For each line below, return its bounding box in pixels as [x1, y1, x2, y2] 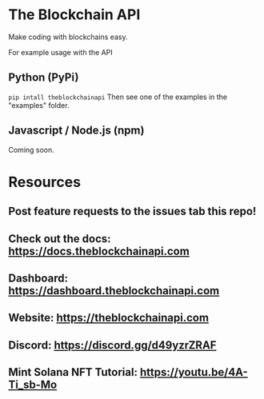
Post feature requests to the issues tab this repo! [8, 205, 257, 218]
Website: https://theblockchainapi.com [8, 311, 210, 325]
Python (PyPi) [8, 70, 79, 85]
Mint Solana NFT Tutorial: [8, 365, 138, 379]
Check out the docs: [8, 232, 111, 245]
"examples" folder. [8, 100, 70, 110]
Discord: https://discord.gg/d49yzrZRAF [8, 338, 217, 352]
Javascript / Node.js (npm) [8, 124, 145, 138]
